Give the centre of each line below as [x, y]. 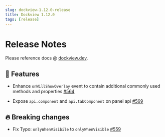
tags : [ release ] [22, 19]
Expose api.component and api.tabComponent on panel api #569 [78, 101]
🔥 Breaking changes [37, 117]
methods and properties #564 [43, 92]
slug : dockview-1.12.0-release [38, 10]
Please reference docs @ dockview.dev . [47, 58]
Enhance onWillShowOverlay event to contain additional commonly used [86, 86]
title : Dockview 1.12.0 [30, 15]
